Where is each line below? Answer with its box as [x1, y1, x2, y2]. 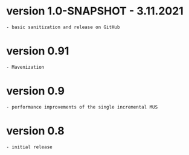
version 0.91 [6, 44, 69, 58]
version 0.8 [6, 124, 65, 138]
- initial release [6, 144, 53, 150]
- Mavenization [6, 64, 45, 70]
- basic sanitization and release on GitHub [6, 24, 120, 30]
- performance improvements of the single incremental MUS [6, 104, 158, 110]
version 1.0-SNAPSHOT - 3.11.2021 [6, 4, 184, 18]
